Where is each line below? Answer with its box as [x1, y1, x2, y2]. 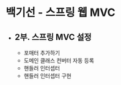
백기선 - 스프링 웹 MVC [5, 6, 116, 20]
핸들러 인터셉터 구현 [23, 72, 71, 79]
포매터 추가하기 [23, 50, 61, 56]
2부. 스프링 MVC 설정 [14, 32, 92, 42]
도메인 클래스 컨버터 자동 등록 [23, 57, 94, 64]
